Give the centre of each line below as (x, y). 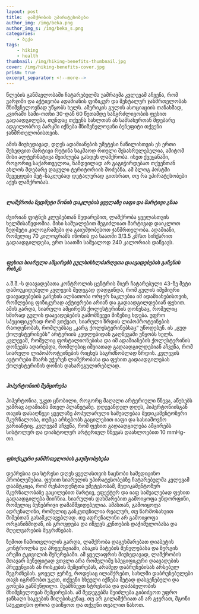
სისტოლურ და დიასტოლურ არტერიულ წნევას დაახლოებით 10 (86, 432)
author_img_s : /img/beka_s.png (45, 28)
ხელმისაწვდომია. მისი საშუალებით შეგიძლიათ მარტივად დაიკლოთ (93, 223)
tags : (13, 45)
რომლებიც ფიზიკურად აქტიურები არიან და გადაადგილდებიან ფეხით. (96, 303)
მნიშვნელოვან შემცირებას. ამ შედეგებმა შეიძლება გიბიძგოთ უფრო (92, 592)
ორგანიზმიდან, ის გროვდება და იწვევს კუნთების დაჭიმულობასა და (92, 524)
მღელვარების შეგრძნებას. (40, 530)
